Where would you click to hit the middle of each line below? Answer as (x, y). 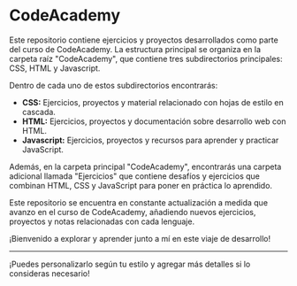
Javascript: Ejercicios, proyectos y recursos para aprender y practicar (150, 140)
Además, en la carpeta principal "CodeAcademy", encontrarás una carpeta (145, 166)
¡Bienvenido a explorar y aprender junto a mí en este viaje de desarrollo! (140, 238)
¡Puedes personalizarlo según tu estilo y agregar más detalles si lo (130, 264)
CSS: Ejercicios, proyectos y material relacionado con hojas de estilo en (153, 102)
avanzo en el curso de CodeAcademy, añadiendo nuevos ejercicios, (133, 212)
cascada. (38, 112)
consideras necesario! (49, 273)
